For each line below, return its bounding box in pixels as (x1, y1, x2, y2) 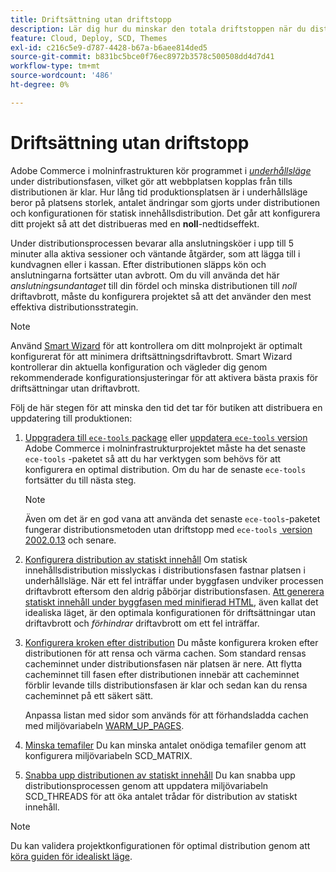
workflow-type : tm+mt (10, 61, 101, 71)
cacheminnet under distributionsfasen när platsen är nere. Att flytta (24, 657, 303, 670)
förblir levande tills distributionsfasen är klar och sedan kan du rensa (24, 679, 308, 691)
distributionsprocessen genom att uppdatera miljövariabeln (24, 779, 269, 791)
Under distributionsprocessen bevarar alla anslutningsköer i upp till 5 (10, 237, 294, 249)
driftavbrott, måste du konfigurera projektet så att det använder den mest (10, 290, 312, 302)
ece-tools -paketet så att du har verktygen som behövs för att (24, 452, 282, 465)
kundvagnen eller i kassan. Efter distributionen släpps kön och (10, 258, 267, 270)
